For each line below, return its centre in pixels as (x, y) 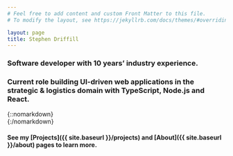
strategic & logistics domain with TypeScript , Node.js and (106, 91)
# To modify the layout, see (49, 20)
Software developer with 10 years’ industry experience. (103, 63)
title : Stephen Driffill (43, 39)
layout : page (26, 33)
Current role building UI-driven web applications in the (101, 82)
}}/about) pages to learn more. (52, 145)
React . (18, 99)
